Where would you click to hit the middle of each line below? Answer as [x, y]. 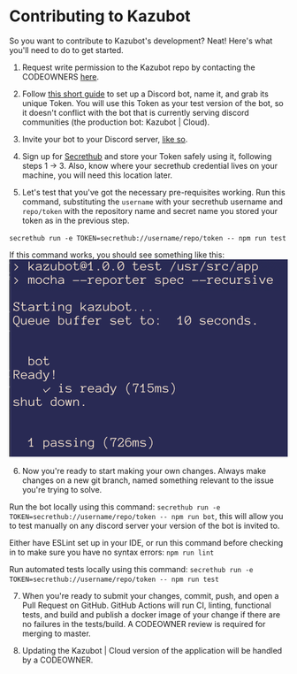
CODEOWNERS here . [61, 76]
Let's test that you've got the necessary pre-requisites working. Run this [153, 192]
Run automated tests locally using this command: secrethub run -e [131, 569]
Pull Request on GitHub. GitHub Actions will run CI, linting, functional [146, 605]
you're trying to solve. [62, 489]
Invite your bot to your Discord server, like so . [105, 139]
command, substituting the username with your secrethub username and [152, 202]
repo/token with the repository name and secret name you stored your [150, 211]
